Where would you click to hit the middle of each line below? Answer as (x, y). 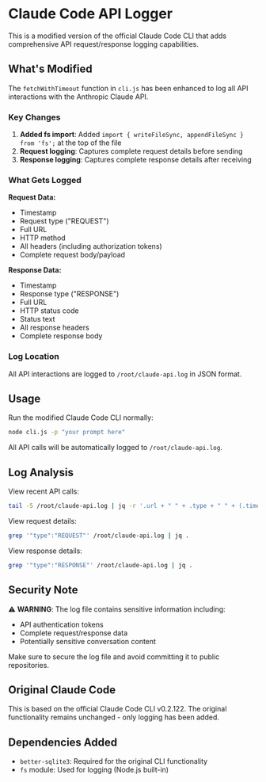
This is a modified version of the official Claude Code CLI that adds (118, 36)
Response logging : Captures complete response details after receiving (135, 160)
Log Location (34, 357)
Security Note (43, 590)
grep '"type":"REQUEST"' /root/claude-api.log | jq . (99, 536)
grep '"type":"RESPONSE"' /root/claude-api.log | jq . (101, 565)
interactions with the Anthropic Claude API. (78, 97)
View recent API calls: (44, 491)
